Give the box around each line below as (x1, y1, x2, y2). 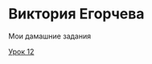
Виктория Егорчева (8, 5, 145, 23)
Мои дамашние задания (8, 31, 91, 41)
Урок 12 (8, 46, 35, 56)
